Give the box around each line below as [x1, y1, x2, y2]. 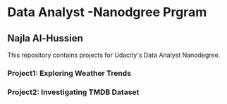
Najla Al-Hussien [7, 32, 83, 44]
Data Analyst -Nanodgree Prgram [7, 4, 207, 20]
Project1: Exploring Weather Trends [7, 68, 132, 78]
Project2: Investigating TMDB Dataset [7, 87, 140, 97]
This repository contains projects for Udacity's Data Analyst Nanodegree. [7, 51, 221, 59]
